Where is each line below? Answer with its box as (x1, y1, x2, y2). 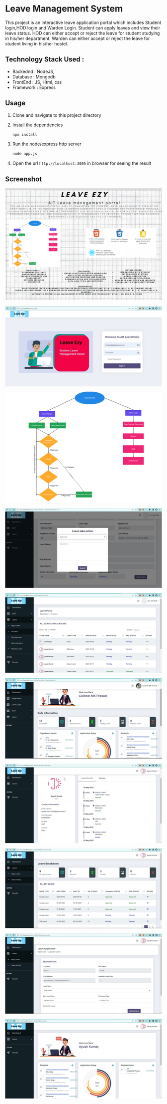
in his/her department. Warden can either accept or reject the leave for (5, 35, 150, 41)
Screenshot (5, 175, 42, 183)
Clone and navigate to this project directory (12, 112, 101, 118)
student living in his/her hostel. (5, 40, 69, 46)
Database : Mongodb (12, 73, 56, 80)
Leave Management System (5, 3, 123, 14)
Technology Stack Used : (5, 55, 84, 64)
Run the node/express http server (12, 141, 82, 147)
